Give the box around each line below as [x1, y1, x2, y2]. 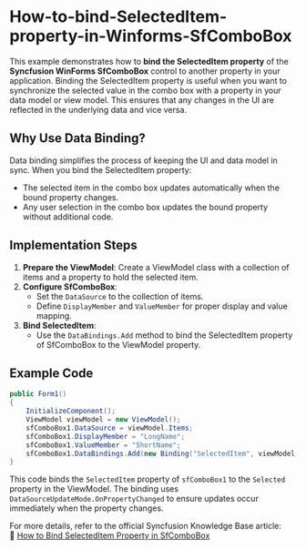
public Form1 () [9, 390, 67, 399]
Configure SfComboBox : [22, 280, 118, 292]
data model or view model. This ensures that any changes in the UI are [9, 94, 275, 106]
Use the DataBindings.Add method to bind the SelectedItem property [36, 330, 293, 341]
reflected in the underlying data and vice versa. [9, 104, 188, 115]
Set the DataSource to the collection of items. [36, 290, 204, 301]
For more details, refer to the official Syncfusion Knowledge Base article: [9, 521, 282, 532]
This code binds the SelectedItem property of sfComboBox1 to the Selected [9, 474, 286, 484]
